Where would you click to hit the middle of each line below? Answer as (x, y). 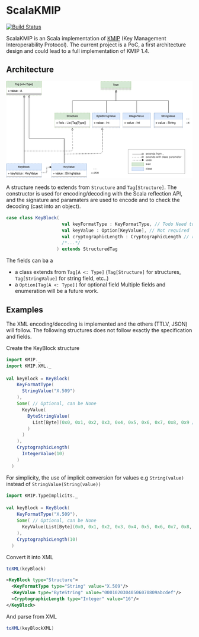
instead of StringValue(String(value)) (54, 484)
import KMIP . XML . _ (29, 366)
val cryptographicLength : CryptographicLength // (126, 236)
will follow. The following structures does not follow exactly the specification (99, 330)
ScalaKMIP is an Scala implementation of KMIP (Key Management (86, 38)
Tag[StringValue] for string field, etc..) (62, 278)
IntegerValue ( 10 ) (43, 454)
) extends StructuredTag (87, 249)
